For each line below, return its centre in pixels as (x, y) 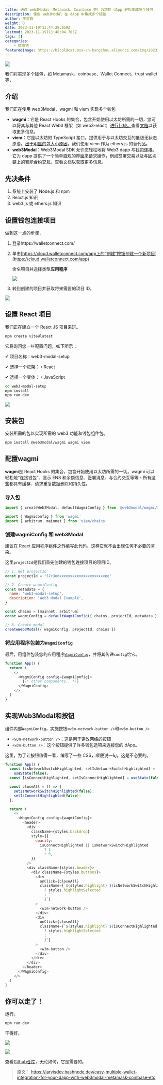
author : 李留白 (19, 18)
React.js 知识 (25, 198)
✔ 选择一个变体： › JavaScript (35, 377)
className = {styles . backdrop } (60, 831)
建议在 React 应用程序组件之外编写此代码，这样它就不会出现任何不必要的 (78, 546)
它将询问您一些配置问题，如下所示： (41, 346)
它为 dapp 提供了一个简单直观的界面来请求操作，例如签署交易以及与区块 (84, 156)
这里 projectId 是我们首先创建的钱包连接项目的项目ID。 (59, 562)
